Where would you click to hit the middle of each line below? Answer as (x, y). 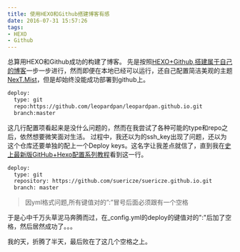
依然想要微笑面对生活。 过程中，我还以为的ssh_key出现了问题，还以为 (123, 136)
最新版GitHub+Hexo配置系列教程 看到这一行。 (80, 154)
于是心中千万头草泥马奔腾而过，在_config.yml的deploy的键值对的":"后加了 (116, 218)
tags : (15, 27)
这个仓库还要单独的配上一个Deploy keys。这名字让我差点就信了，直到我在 (116, 145)
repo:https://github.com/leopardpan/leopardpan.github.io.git (108, 106)
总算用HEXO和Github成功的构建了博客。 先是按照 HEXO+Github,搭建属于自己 (120, 62)
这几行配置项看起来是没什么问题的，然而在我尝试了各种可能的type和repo (115, 127)
